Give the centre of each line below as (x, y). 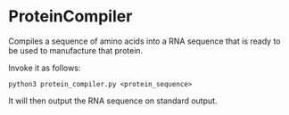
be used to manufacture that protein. (76, 50)
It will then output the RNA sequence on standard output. (113, 101)
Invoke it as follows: (45, 68)
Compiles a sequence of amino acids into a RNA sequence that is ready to (145, 41)
